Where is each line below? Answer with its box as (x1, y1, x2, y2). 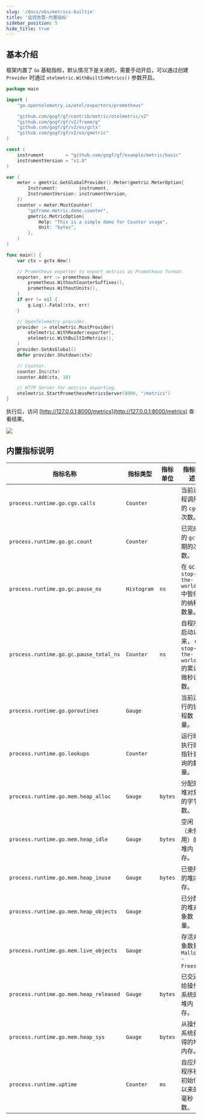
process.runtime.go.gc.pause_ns (9, 585, 102, 592)
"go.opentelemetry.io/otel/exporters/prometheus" (17, 102, 144, 108)
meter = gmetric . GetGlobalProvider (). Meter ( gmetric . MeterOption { (17, 180, 185, 186)
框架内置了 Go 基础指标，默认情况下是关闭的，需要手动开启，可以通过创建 (6, 67, 189, 74)
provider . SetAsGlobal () (17, 346, 77, 352)
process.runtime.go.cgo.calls (9, 500, 96, 506)
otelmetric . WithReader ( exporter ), (28, 330, 114, 336)
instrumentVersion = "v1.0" (17, 158, 87, 164)
